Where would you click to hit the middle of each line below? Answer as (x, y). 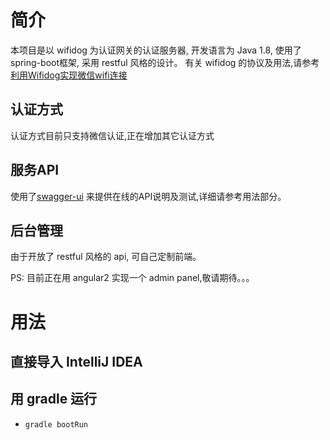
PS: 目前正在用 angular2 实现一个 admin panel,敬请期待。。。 (132, 278)
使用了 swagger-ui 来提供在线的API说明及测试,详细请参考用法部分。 (148, 196)
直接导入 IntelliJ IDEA (76, 361)
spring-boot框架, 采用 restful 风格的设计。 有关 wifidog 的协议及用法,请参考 (165, 62)
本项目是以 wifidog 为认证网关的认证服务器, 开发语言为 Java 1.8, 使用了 (156, 50)
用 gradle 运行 (54, 399)
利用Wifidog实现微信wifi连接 (69, 75)
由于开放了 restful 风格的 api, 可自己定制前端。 (106, 257)
